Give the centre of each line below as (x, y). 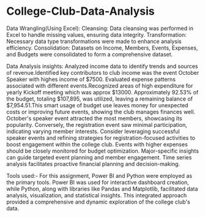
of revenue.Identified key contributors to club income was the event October (103, 72)
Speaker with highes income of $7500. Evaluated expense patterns (91, 79)
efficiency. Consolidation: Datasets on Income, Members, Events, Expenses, (102, 48)
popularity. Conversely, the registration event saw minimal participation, (97, 124)
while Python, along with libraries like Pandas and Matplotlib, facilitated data (102, 189)
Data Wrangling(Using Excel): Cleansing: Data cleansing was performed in (100, 28)
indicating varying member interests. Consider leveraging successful (93, 131)
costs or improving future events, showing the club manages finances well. (101, 112)
